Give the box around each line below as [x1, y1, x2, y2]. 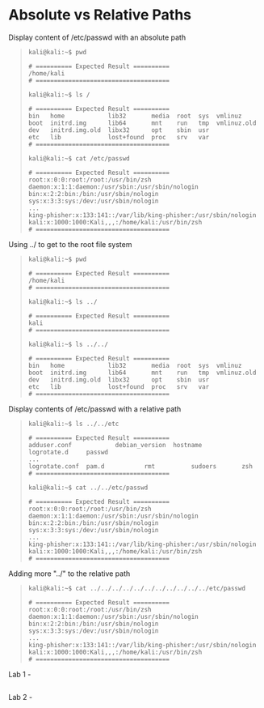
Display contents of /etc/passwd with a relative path [8, 403, 182, 414]
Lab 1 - [8, 669, 31, 679]
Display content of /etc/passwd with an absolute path [8, 32, 186, 42]
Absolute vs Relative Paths [8, 6, 192, 24]
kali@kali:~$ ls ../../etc [27, 420, 119, 428]
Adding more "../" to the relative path [8, 569, 131, 578]
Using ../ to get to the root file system [8, 239, 132, 249]
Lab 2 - [8, 692, 33, 702]
